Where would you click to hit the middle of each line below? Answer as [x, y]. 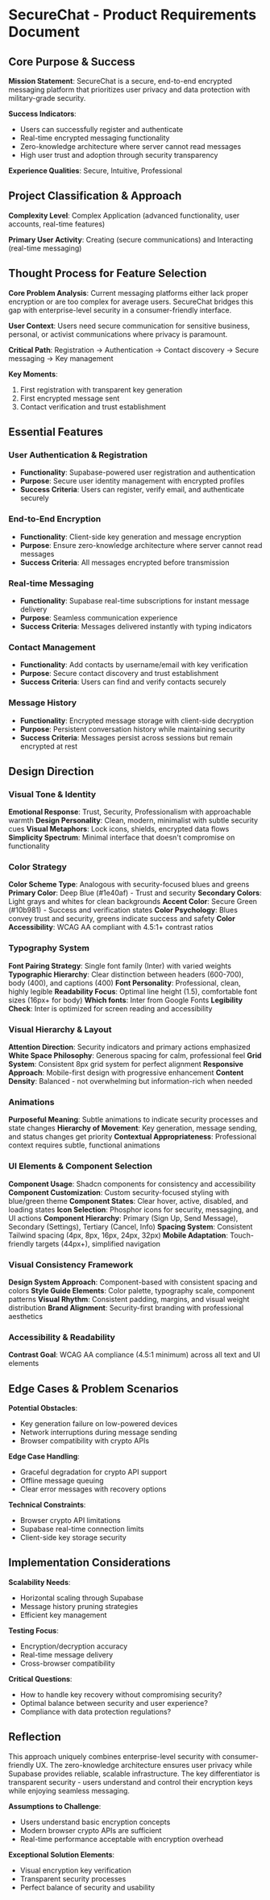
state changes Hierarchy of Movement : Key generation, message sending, [133, 1128]
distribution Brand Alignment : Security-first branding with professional [126, 1308]
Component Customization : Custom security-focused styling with [119, 1192]
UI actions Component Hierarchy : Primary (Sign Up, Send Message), [123, 1218]
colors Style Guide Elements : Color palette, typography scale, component [132, 1290]
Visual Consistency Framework [71, 1264]
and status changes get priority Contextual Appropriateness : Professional [132, 1137]
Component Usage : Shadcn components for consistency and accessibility [132, 1184]
